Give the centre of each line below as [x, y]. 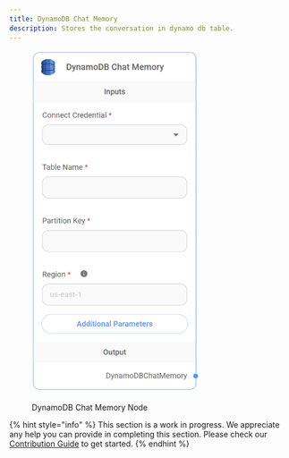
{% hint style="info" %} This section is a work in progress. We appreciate [144, 425]
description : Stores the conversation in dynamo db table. [122, 28]
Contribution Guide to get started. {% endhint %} [99, 444]
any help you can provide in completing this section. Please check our [139, 435]
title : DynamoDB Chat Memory [64, 19]
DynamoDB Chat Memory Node [90, 408]
